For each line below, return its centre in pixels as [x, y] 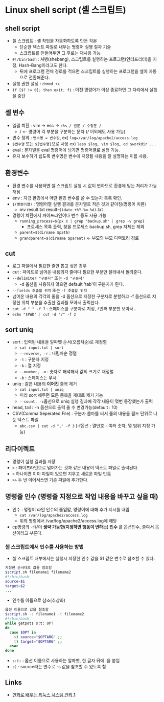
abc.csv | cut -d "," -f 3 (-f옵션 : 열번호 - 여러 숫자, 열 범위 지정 [85, 426]
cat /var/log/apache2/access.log [54, 515]
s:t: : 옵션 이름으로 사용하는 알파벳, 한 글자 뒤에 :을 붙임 [66, 660]
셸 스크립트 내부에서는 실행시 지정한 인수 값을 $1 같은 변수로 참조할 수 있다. [83, 559]
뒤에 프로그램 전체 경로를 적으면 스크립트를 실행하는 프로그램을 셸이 [83, 71]
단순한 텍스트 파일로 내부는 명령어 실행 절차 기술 [65, 47]
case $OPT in [23, 632]
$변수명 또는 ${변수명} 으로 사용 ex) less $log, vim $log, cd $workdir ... [84, 144]
